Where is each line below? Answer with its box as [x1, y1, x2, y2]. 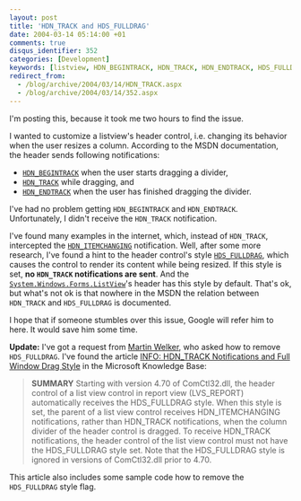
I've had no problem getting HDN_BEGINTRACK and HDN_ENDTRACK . [9, 203, 239, 214]
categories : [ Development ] [9, 55, 110, 64]
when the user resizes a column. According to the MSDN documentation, [9, 140, 279, 151]
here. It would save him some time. [9, 324, 139, 335]
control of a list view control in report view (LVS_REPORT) [30, 387, 245, 398]
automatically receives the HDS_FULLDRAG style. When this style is [30, 397, 282, 408]
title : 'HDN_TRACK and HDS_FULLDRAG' [9, 22, 150, 31]
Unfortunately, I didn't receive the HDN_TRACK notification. [9, 213, 218, 224]
